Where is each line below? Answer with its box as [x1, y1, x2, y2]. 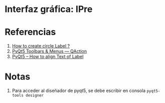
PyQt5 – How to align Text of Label [12, 53, 84, 59]
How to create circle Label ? [12, 43, 70, 49]
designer [25, 93, 44, 98]
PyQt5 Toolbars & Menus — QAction [12, 48, 87, 54]
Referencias [5, 26, 56, 38]
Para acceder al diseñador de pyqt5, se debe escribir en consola [12, 87, 146, 93]
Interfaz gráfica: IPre [5, 3, 93, 15]
